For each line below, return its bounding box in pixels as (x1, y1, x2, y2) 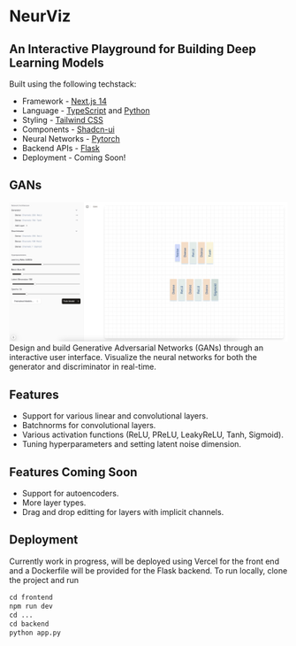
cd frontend (9, 593, 53, 602)
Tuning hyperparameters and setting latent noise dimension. (21, 439, 241, 450)
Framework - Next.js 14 (21, 96, 108, 106)
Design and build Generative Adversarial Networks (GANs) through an (9, 342, 264, 353)
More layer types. (21, 497, 87, 508)
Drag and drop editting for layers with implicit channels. (21, 506, 224, 517)
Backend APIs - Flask (21, 143, 100, 153)
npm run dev (9, 602, 53, 611)
